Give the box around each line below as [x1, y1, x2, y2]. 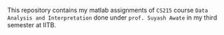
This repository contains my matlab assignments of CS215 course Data [7, 6, 209, 14]
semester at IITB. [7, 21, 57, 29]
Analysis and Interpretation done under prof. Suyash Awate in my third [7, 13, 218, 22]
